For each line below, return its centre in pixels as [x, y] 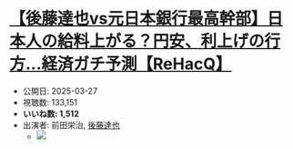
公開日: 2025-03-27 [60, 91]
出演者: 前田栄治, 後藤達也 [71, 124]
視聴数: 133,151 [50, 102]
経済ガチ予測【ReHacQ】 [136, 64]
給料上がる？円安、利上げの [162, 41]
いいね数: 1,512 [51, 114]
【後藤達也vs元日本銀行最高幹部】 [138, 19]
